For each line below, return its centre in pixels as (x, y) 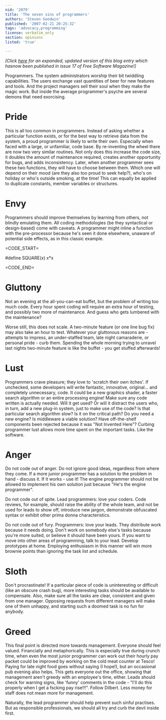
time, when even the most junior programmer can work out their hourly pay (82, 656)
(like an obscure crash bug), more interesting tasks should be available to (80, 591)
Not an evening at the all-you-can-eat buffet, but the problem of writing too (82, 301)
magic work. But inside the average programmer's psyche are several (76, 91)
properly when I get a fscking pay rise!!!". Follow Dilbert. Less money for (79, 688)
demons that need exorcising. (35, 97)
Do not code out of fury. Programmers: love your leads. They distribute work (83, 525)
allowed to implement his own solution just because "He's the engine (76, 484)
